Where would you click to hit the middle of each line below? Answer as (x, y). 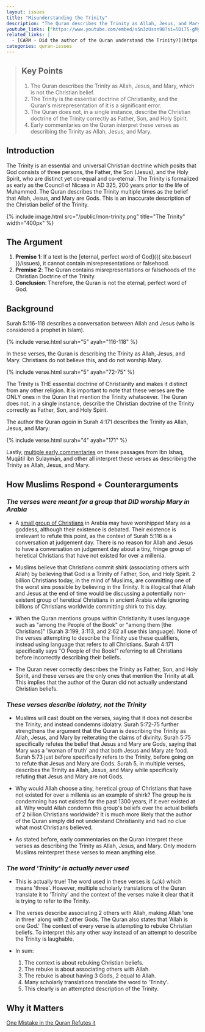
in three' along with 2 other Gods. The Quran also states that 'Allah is (101, 919)
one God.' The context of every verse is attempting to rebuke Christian (104, 926)
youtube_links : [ (28, 29)
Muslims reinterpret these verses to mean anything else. (86, 852)
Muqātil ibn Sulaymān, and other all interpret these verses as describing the (101, 459)
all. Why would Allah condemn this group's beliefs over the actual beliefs (106, 808)
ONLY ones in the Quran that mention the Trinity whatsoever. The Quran (97, 397)
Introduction (31, 151)
